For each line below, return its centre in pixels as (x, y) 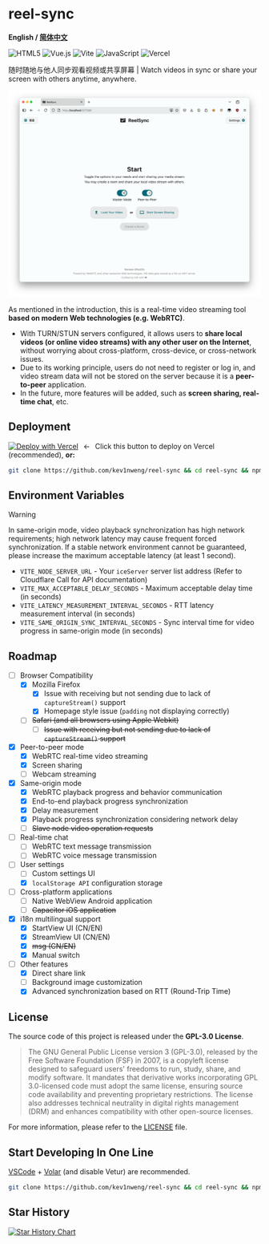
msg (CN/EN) (54, 946)
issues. (32, 359)
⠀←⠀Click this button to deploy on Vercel (146, 446)
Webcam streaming (64, 774)
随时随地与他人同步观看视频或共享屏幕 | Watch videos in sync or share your (133, 70)
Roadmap (33, 656)
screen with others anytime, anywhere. (72, 79)
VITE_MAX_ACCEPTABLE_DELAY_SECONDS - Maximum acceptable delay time (136, 588)
